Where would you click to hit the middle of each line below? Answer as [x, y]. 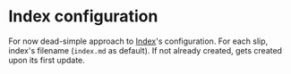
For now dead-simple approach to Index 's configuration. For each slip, [138, 41]
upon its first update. [47, 60]
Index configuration [83, 16]
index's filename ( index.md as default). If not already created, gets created [145, 50]
